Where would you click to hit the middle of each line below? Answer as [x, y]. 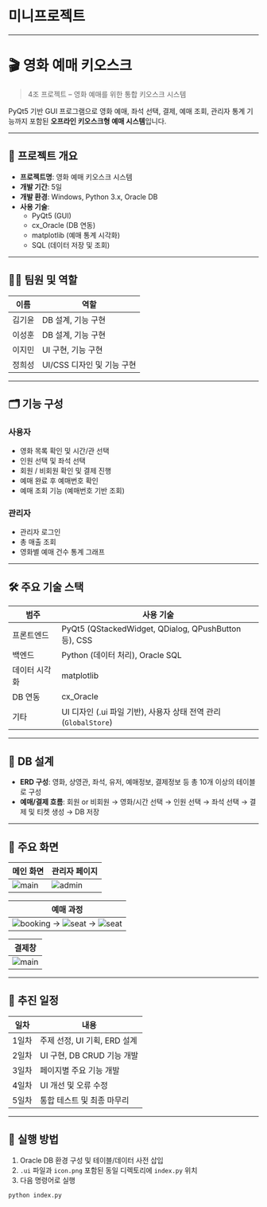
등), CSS [77, 641]
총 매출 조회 [38, 542]
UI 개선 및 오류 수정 [74, 1085]
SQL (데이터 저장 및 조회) [71, 245]
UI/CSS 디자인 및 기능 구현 [89, 365]
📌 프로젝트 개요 [43, 156]
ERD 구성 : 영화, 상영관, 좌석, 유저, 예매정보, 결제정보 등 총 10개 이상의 [127, 782]
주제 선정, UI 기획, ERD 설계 [88, 1040]
